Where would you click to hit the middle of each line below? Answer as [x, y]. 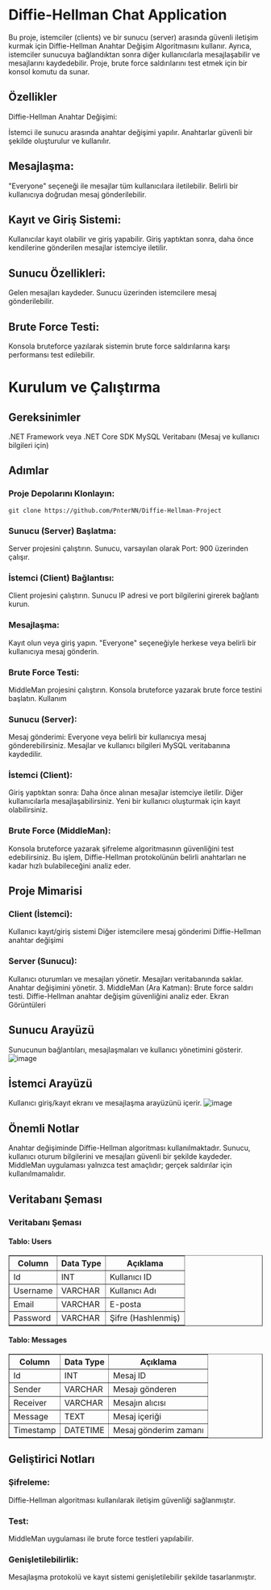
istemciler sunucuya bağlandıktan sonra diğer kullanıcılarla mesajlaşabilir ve [134, 54]
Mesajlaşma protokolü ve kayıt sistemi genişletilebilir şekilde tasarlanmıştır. [132, 1577]
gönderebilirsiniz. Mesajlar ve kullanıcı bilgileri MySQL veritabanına [119, 746]
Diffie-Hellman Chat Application [118, 15]
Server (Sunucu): [43, 962]
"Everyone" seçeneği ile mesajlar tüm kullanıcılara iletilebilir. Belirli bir [123, 186]
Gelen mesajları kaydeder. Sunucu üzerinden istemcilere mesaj [113, 293]
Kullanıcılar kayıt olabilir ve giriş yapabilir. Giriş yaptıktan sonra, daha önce [131, 239]
